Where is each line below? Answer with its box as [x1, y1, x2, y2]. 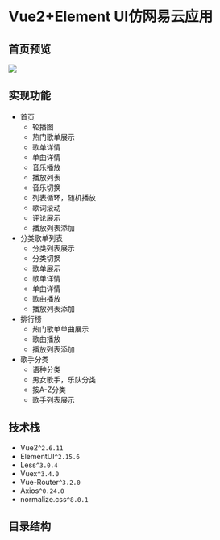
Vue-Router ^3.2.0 [19, 477, 81, 487]
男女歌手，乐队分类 [31, 374, 97, 384]
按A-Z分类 [31, 385, 67, 394]
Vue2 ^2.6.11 [19, 442, 64, 453]
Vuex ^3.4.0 [19, 468, 60, 478]
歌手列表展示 [31, 394, 75, 404]
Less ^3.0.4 [19, 460, 58, 470]
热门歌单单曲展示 [31, 324, 89, 334]
